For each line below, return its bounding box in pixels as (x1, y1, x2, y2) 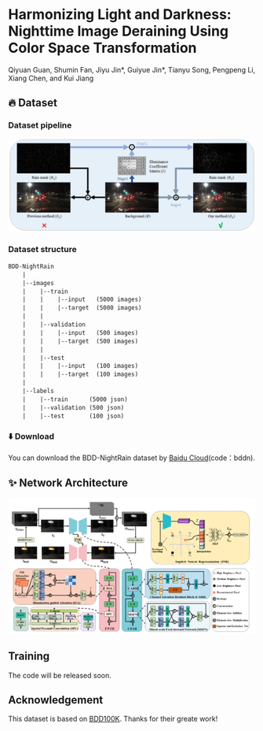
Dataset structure (8, 243, 77, 254)
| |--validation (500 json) (22, 403, 125, 411)
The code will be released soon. (8, 670, 112, 680)
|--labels (22, 388, 55, 395)
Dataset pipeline (8, 120, 72, 131)
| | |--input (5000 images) (22, 295, 143, 304)
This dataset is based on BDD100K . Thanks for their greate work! (8, 714, 218, 724)
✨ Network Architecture (8, 477, 128, 490)
